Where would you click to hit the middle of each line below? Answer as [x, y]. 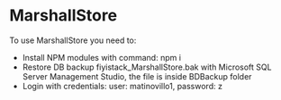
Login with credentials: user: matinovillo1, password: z [122, 86]
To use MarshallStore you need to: [73, 40]
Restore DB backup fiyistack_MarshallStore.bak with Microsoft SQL [147, 67]
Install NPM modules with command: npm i [102, 57]
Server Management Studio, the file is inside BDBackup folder [137, 76]
